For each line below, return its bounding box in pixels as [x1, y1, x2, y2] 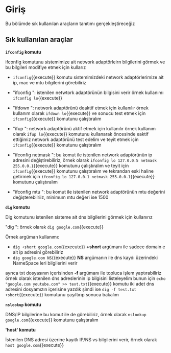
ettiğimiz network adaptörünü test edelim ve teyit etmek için [12, 136, 139, 143]
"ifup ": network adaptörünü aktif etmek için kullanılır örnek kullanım [12, 125, 156, 131]
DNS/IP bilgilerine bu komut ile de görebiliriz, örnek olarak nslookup [5, 311, 146, 317]
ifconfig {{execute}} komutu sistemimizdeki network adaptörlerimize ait [12, 74, 164, 80]
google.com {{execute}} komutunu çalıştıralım [5, 317, 99, 323]
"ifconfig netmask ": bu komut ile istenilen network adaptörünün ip [12, 152, 153, 158]
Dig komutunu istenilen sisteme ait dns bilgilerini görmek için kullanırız [5, 214, 153, 220]
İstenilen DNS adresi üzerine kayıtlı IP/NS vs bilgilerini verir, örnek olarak [5, 336, 157, 343]
